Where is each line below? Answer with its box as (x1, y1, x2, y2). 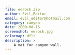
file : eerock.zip (5, 7, 40, 12)
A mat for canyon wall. (14, 43, 62, 47)
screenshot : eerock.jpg (5, 29, 53, 34)
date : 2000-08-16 (5, 25, 40, 30)
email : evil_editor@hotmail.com (5, 16, 70, 21)
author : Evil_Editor (5, 11, 47, 16)
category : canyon (5, 20, 40, 25)
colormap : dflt (5, 34, 36, 39)
